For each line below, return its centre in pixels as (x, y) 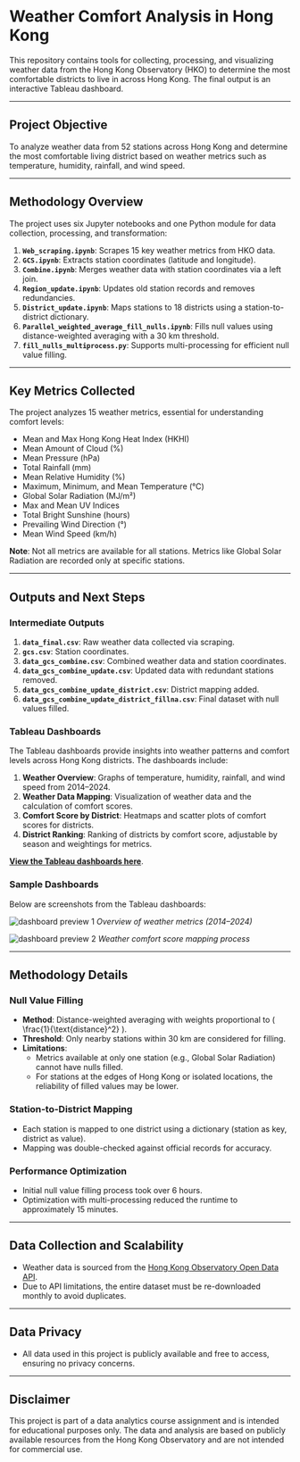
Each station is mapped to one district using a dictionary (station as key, (154, 1129)
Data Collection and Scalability (97, 1246)
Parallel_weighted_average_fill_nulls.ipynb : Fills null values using (148, 326)
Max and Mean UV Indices (71, 505)
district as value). (54, 1138)
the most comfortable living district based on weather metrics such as (138, 156)
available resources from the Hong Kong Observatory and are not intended (147, 1440)
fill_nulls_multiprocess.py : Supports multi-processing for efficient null (156, 345)
